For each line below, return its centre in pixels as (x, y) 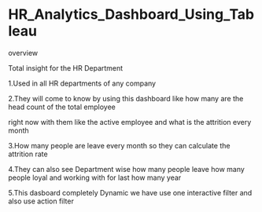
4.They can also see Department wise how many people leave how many (127, 169)
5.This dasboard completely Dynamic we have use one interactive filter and (130, 192)
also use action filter (41, 201)
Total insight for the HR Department (66, 68)
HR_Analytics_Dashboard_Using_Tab (131, 15)
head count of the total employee (62, 107)
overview (23, 53)
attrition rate (28, 154)
